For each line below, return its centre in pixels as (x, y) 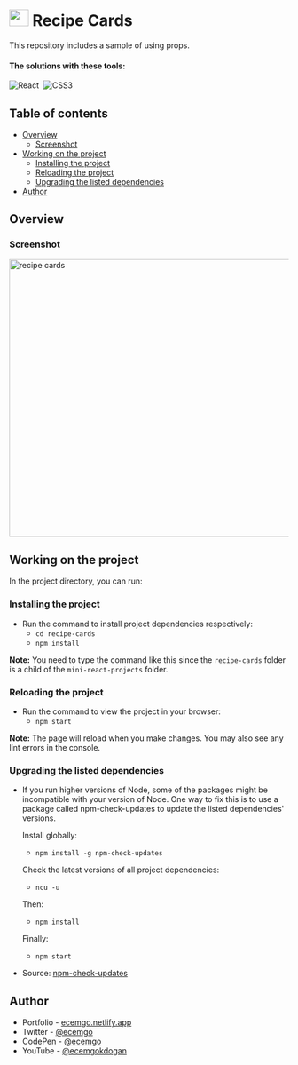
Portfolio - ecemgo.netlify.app (77, 1022)
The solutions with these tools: (67, 66)
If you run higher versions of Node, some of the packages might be (145, 790)
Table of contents (59, 113)
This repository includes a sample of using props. (100, 45)
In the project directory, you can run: (76, 581)
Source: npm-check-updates (75, 974)
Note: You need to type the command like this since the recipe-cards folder (148, 660)
